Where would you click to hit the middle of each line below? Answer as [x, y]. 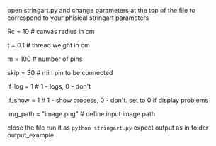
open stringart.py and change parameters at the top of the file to [102, 10]
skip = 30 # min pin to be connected [60, 73]
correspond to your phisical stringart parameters [78, 18]
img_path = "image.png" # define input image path [81, 114]
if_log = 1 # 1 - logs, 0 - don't [49, 86]
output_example [31, 135]
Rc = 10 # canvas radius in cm [51, 32]
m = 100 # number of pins [45, 59]
